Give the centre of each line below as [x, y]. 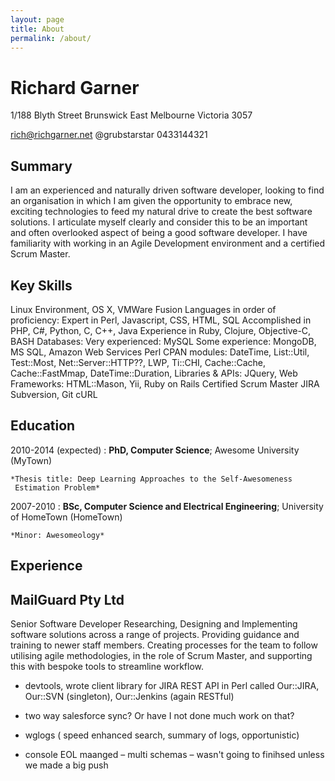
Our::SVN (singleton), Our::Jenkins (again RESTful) [129, 696]
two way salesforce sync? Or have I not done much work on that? [159, 715]
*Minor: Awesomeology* [57, 535]
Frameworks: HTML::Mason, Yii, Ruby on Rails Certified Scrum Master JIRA [165, 383]
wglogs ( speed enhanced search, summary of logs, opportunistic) [162, 735]
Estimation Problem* [57, 487]
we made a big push [66, 765]
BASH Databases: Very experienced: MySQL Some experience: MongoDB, [163, 341]
